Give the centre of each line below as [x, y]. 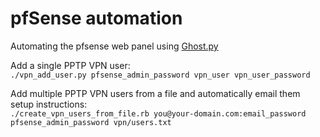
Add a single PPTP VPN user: [70, 65]
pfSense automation [96, 18]
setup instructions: [49, 104]
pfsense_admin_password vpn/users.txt [91, 122]
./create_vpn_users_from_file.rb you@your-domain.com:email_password [158, 113]
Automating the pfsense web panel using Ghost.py [114, 46]
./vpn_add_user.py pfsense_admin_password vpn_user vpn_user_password [160, 75]
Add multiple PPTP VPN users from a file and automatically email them [155, 93]
